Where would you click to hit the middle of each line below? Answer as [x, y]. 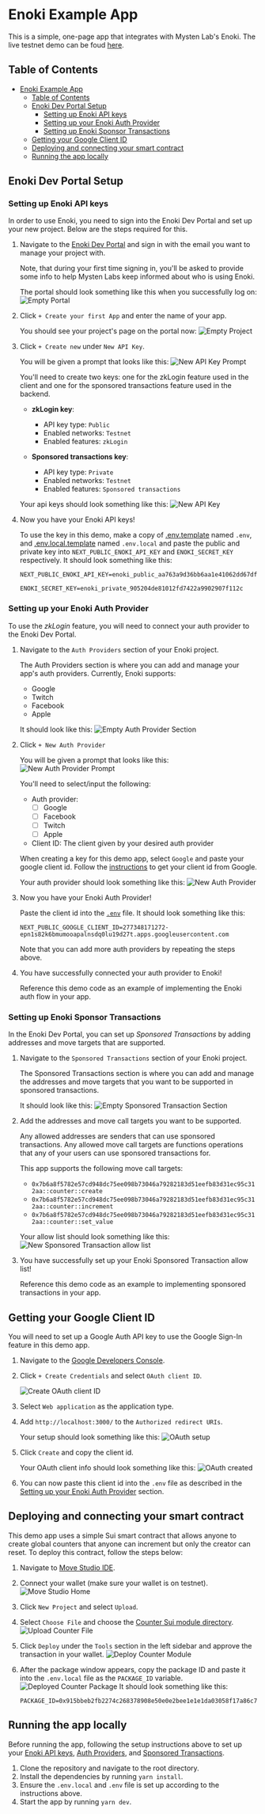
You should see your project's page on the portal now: [108, 331]
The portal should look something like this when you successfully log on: [138, 292]
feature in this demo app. [49, 1345]
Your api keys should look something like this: [94, 504]
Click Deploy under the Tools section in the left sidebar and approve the [136, 1645]
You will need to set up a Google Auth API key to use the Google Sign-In [125, 1337]
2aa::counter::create [67, 1192]
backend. [35, 394]
